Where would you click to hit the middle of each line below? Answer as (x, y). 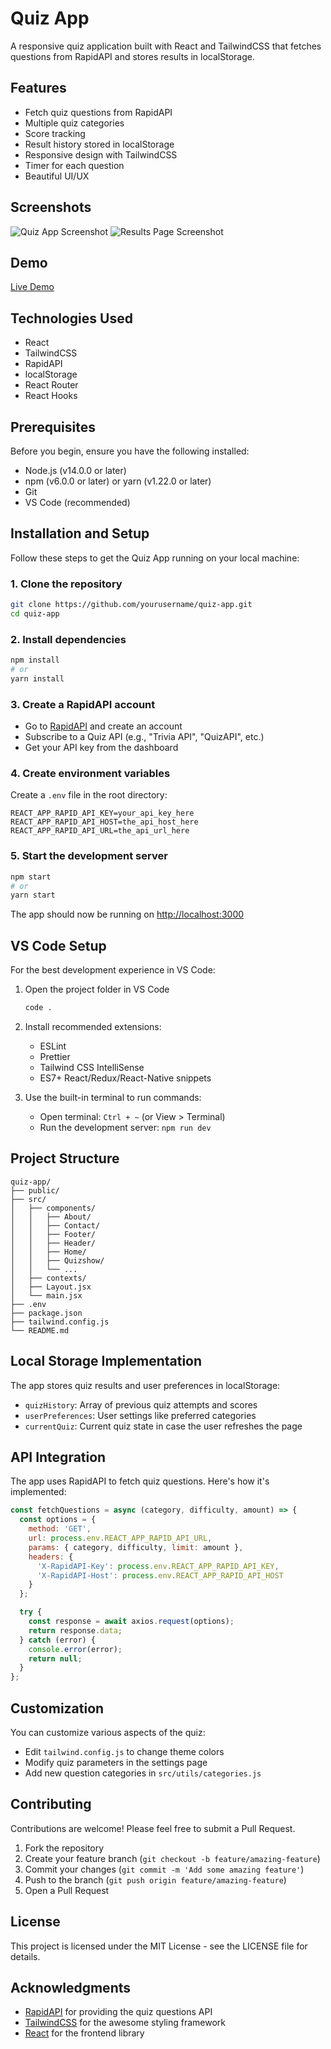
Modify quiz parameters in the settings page (116, 1762)
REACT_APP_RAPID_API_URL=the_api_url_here (100, 831)
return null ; (55, 1658)
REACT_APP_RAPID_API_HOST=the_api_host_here (104, 822)
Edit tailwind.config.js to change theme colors (124, 1751)
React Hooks (51, 396)
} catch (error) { (58, 1640)
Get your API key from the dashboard (101, 748)
